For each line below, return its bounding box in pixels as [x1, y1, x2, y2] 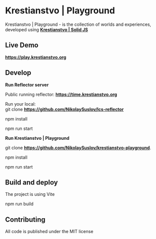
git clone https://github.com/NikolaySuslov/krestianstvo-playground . [5, 144, 152, 151]
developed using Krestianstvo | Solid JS [5, 26, 88, 32]
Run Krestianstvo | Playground [5, 135, 70, 141]
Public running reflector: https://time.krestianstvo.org [5, 91, 117, 97]
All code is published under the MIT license [5, 229, 94, 235]
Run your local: [5, 101, 36, 107]
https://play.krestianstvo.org [5, 54, 66, 60]
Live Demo [5, 41, 39, 50]
